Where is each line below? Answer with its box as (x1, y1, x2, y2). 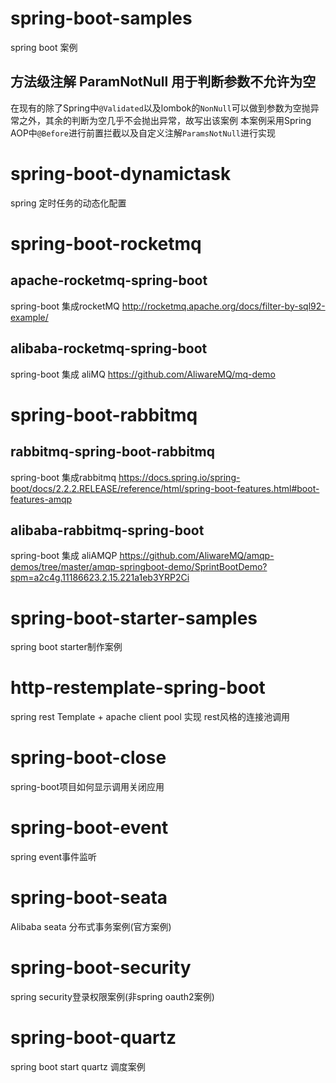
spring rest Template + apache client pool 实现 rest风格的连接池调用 (10, 711, 290, 723)
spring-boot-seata (10, 887, 168, 909)
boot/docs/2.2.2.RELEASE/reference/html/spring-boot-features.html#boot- (10, 482, 320, 494)
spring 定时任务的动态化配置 (10, 197, 127, 209)
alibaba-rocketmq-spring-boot (10, 340, 208, 357)
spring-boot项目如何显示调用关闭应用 (10, 781, 165, 793)
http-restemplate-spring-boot (10, 677, 266, 699)
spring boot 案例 (10, 41, 78, 53)
